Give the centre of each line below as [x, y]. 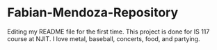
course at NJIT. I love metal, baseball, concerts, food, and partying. [104, 38]
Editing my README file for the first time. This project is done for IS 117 [108, 32]
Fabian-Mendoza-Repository [93, 13]
